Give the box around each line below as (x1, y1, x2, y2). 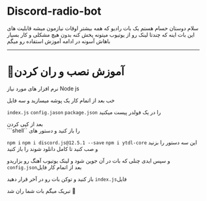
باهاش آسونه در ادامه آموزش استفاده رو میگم (7, 37, 111, 45)
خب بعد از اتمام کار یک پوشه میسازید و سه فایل (7, 97, 115, 104)
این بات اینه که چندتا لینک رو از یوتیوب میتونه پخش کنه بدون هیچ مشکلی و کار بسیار (7, 31, 195, 38)
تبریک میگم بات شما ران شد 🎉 (7, 187, 76, 194)
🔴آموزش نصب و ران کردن (7, 65, 125, 79)
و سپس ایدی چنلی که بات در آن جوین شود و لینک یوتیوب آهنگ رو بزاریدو (7, 157, 171, 164)
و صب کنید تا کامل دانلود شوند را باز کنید (7, 145, 98, 152)
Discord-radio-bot (7, 4, 101, 18)
